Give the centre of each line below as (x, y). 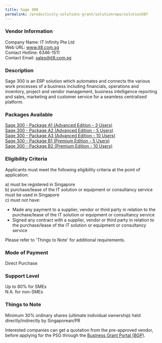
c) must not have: (23, 200)
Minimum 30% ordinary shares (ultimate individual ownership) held (73, 315)
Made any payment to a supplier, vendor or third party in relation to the (84, 210)
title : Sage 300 (22, 10)
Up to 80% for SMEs (26, 287)
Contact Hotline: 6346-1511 (32, 53)
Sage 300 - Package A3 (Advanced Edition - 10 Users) (60, 136)
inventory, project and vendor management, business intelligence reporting (81, 92)
